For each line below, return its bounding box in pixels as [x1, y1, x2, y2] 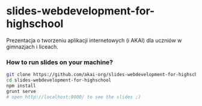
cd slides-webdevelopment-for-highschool [6, 77, 112, 83]
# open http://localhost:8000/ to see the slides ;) [6, 94, 141, 100]
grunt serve [6, 88, 36, 94]
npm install [6, 83, 36, 89]
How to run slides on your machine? [6, 58, 113, 66]
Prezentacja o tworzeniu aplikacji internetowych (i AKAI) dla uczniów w [6, 37, 182, 44]
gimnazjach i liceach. [6, 43, 59, 50]
